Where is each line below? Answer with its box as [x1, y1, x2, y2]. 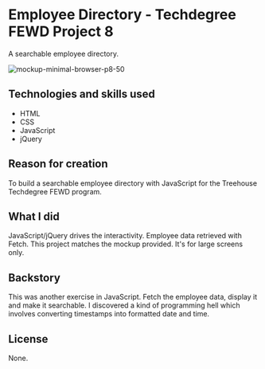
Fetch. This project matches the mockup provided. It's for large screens [8, 239, 244, 249]
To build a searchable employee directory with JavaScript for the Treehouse [8, 178, 257, 188]
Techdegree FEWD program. [8, 186, 102, 196]
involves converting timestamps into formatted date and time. [8, 309, 209, 319]
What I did [8, 210, 60, 223]
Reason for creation [8, 157, 109, 171]
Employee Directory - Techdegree [8, 6, 236, 24]
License [8, 332, 49, 346]
